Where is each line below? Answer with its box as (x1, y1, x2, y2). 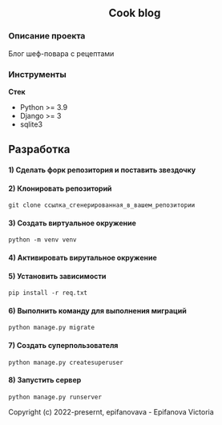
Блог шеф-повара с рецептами (8, 48, 115, 59)
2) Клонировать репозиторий (8, 184, 112, 193)
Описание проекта (8, 30, 86, 42)
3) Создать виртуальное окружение (8, 218, 136, 228)
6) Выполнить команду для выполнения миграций (8, 306, 187, 315)
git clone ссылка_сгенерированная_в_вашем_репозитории (8, 201, 196, 209)
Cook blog (108, 6, 161, 20)
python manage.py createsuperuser (8, 358, 124, 366)
